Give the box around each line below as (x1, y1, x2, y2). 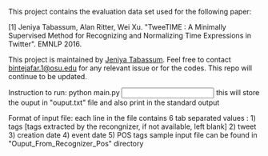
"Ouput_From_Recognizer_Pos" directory (8, 139, 144, 148)
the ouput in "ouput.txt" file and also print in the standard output (8, 98, 220, 107)
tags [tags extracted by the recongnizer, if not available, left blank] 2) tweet (8, 122, 257, 131)
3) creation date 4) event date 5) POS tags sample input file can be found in (8, 130, 258, 139)
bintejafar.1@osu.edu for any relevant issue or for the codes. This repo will (8, 63, 253, 73)
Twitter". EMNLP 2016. (8, 39, 82, 49)
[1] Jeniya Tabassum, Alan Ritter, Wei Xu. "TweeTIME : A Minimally (8, 22, 226, 31)
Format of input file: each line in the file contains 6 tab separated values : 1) (8, 114, 256, 122)
